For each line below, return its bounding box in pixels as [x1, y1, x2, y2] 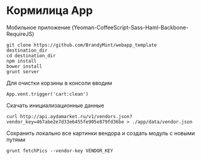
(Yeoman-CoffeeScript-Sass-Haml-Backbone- [71, 24, 189, 31]
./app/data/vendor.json [132, 119, 192, 125]
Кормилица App [6, 4, 93, 18]
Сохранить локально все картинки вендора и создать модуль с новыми [6, 129, 196, 137]
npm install [6, 58, 37, 64]
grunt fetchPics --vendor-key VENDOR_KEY [6, 147, 114, 154]
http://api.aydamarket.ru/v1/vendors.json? [20, 113, 133, 119]
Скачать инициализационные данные [6, 102, 104, 109]
